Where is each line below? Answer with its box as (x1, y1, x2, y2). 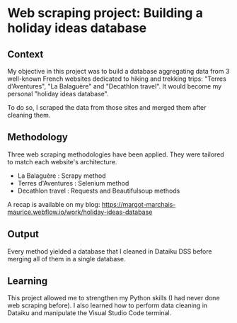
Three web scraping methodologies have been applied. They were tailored (7, 150, 224, 159)
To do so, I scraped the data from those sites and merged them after (7, 103, 207, 111)
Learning (7, 275, 48, 288)
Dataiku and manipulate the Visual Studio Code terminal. (7, 309, 172, 317)
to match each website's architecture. (7, 157, 117, 166)
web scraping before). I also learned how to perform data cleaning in (7, 301, 208, 310)
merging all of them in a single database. (7, 254, 126, 263)
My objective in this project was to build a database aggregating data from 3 (7, 67, 230, 75)
